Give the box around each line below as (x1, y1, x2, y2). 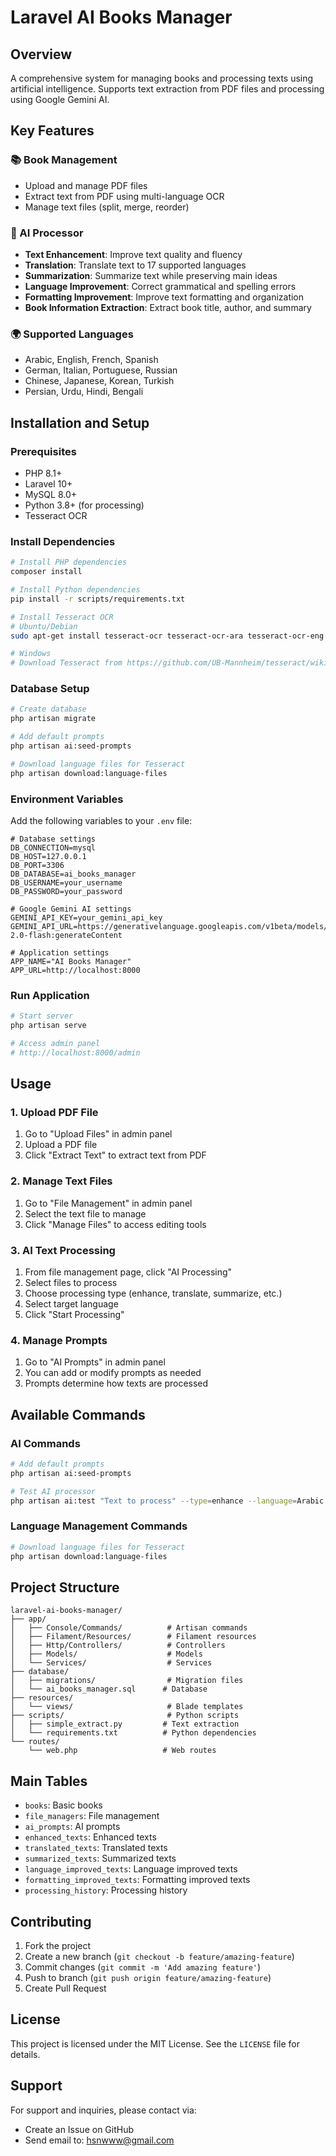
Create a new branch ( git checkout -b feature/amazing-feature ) (24, 1951, 295, 1963)
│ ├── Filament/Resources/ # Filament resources (10, 1632, 257, 1642)
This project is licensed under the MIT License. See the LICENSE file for (10, 2037, 300, 2050)
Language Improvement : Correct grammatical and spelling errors (24, 280, 297, 292)
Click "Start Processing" (24, 1309, 125, 1321)
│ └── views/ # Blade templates (10, 1702, 244, 1712)
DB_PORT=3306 (10, 860, 65, 870)
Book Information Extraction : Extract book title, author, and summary (24, 301, 312, 313)
